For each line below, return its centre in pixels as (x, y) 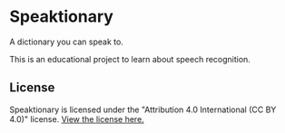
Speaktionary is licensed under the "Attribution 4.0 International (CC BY (143, 109)
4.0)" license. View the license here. (77, 119)
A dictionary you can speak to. (67, 42)
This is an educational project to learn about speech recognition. (130, 59)
